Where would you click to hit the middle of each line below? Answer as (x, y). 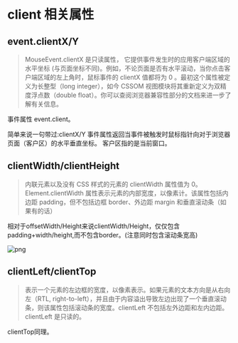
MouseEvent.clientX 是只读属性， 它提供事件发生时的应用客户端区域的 (127, 59)
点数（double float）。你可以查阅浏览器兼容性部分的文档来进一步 (131, 95)
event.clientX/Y (43, 41)
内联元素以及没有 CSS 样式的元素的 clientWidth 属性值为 (107, 184)
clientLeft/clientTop (52, 272)
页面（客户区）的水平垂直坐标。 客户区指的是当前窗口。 (89, 143)
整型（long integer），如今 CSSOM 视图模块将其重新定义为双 (132, 86)
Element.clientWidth (54, 193)
